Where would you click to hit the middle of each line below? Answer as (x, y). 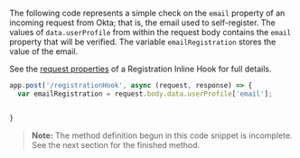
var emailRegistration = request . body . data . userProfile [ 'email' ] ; (145, 94)
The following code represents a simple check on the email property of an (147, 13)
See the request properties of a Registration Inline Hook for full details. (141, 69)
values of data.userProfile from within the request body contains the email (150, 32)
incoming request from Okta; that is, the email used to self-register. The (142, 23)
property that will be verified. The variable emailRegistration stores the (143, 42)
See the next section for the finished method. (116, 144)
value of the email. (44, 51)
